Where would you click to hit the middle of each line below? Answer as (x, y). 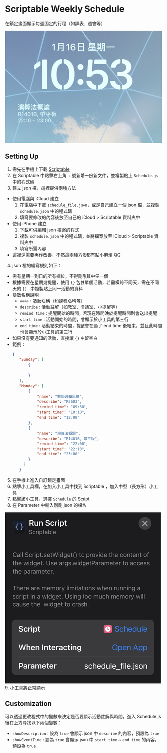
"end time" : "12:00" (58, 418)
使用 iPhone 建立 (30, 223)
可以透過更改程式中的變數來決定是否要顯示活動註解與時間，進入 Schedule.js (83, 716)
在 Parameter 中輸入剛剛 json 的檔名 (49, 505)
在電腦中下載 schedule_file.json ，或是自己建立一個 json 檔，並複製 (89, 205)
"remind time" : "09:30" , (63, 407)
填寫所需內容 (33, 248)
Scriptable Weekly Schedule (65, 9)
